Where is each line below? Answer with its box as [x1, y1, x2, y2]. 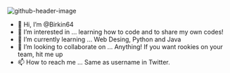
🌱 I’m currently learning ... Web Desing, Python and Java [17, 35, 181, 44]
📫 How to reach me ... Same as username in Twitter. [17, 58, 170, 66]
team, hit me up [17, 50, 63, 58]
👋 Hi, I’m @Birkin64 [17, 20, 74, 28]
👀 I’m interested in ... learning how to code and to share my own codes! [17, 28, 224, 36]
